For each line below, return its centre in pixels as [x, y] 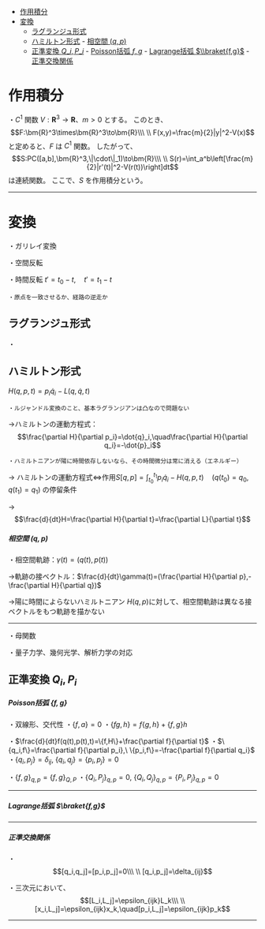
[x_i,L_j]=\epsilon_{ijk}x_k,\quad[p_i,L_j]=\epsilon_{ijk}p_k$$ [132, 909]
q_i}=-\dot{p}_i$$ [132, 445]
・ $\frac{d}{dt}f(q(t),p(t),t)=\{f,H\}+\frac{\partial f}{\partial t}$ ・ [113, 741]
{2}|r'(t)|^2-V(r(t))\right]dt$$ [132, 167]
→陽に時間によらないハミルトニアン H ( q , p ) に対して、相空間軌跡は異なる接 [130, 601]
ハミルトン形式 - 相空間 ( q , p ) [79, 41]
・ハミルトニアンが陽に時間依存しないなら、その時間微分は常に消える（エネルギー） [125, 461]
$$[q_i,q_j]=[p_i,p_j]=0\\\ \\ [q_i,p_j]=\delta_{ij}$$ [132, 871]
